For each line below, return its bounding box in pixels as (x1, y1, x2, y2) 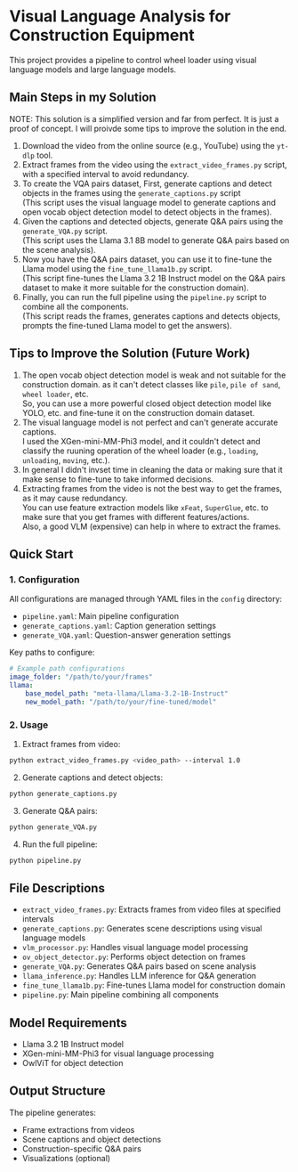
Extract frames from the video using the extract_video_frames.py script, (21, 159, 287, 170)
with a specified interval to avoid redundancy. (21, 168, 189, 179)
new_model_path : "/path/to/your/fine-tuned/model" (25, 697, 217, 706)
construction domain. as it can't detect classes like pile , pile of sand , (21, 378, 281, 389)
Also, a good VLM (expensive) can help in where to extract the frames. (21, 521, 282, 532)
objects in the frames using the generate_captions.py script (21, 187, 241, 198)
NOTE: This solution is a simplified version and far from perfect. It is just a (9, 113, 279, 124)
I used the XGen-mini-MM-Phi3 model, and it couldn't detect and (21, 435, 261, 446)
